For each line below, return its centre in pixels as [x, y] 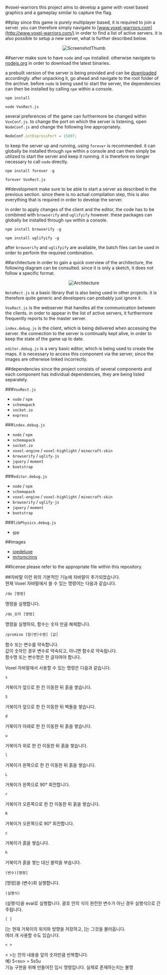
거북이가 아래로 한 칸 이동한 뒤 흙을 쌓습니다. [48, 726]
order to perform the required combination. [49, 253]
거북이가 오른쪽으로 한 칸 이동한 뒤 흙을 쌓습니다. [52, 804]
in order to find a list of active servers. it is [119, 33]
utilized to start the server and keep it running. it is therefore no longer [77, 156]
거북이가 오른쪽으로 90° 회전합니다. [40, 823]
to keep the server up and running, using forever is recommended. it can [80, 146]
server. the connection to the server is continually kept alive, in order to [78, 333]
